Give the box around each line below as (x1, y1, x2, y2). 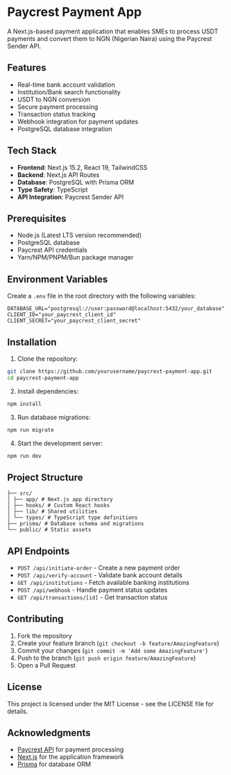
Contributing (7, 613, 64, 625)
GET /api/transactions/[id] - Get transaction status (17, 593, 168, 601)
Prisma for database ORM (17, 760, 92, 769)
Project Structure (7, 471, 83, 483)
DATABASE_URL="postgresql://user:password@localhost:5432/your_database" (7, 305, 225, 312)
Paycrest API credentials (17, 246, 88, 254)
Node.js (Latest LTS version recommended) (17, 231, 142, 239)
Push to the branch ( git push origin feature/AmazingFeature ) (17, 654, 196, 662)
